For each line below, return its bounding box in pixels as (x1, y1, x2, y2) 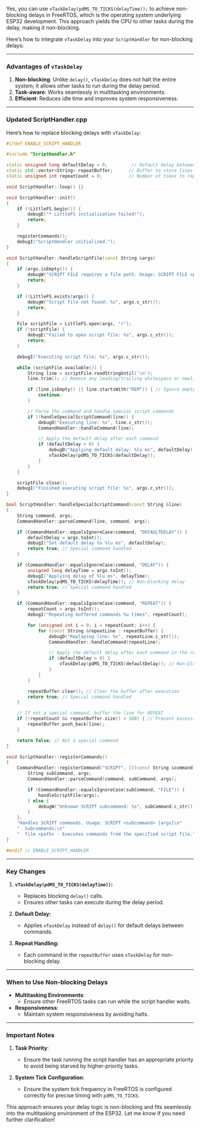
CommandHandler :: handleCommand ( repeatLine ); (48, 639, 161, 645)
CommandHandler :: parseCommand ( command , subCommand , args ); (27, 776, 177, 782)
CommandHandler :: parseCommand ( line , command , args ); (17, 518, 151, 524)
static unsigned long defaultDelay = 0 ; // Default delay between (6, 162, 196, 168)
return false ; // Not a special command (17, 737, 118, 743)
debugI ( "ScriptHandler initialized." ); (17, 239, 116, 245)
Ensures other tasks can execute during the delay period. (23, 898, 164, 906)
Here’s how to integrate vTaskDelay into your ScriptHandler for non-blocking (6, 36, 193, 42)
